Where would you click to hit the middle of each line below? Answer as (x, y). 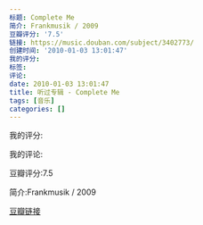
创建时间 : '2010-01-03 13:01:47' (69, 51)
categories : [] (37, 109)
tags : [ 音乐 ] (32, 100)
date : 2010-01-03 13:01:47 (59, 84)
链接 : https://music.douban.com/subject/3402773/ (101, 42)
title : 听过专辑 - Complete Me (65, 92)
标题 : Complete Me (42, 17)
